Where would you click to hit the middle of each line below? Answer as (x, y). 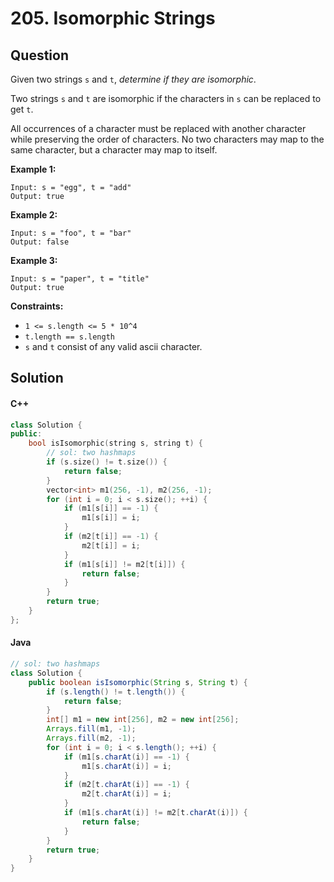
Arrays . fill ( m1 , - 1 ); (91, 729)
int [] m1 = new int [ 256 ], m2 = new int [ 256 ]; (143, 720)
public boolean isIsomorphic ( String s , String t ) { (138, 682)
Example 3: (34, 260)
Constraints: (37, 306)
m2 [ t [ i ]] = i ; (111, 545)
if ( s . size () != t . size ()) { (107, 462)
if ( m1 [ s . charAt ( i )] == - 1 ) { (126, 757)
